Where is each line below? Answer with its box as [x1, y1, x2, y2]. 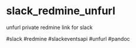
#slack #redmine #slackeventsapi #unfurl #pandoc [6, 35, 130, 42]
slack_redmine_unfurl [6, 4, 116, 18]
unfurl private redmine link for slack [6, 24, 93, 31]
